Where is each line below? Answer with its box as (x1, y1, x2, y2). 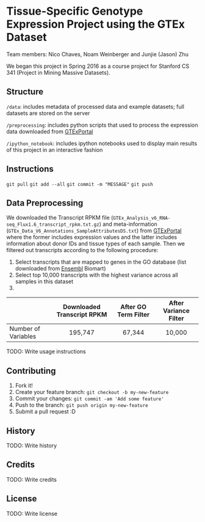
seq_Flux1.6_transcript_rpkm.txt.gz (6, 222, 99, 228)
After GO (120, 303, 146, 311)
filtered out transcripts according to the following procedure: (6, 247, 159, 254)
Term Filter (117, 310, 150, 319)
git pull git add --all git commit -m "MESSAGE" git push (6, 181, 154, 187)
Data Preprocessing (6, 198, 84, 208)
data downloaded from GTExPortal (6, 127, 93, 135)
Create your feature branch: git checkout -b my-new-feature (15, 389, 169, 396)
